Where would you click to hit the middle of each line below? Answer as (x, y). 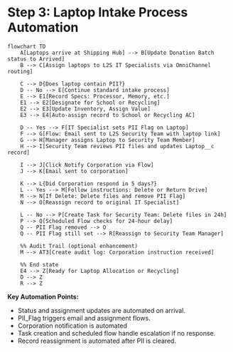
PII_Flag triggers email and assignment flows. (84, 318)
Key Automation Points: (43, 296)
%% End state (39, 264)
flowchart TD (27, 46)
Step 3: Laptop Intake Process (98, 12)
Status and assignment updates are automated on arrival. (102, 310)
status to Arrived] (36, 59)
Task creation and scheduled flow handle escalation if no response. (116, 333)
